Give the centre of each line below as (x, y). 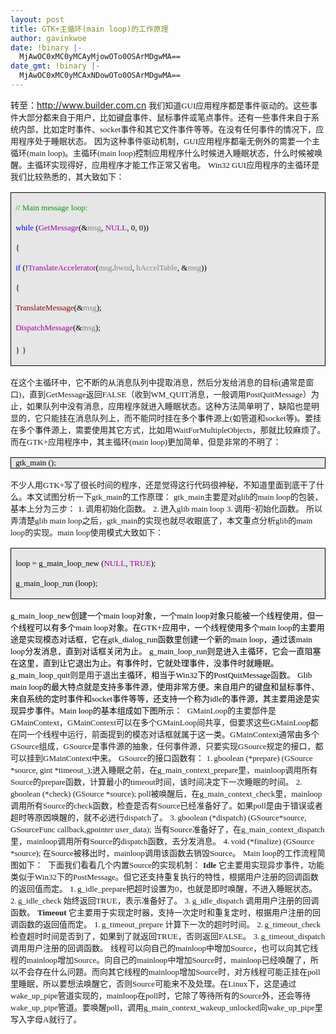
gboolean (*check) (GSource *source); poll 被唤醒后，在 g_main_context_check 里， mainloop (166, 793)
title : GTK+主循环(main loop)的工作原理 (89, 29)
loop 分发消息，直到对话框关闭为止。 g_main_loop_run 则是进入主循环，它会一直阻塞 (166, 651)
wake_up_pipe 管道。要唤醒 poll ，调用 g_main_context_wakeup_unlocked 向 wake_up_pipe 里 (166, 1007)
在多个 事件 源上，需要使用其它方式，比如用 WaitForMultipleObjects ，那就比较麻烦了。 (168, 429)
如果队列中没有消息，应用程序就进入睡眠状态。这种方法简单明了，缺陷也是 (169, 406)
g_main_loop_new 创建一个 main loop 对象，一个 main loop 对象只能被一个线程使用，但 (163, 615)
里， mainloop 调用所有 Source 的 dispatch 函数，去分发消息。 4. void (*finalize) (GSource (162, 841)
